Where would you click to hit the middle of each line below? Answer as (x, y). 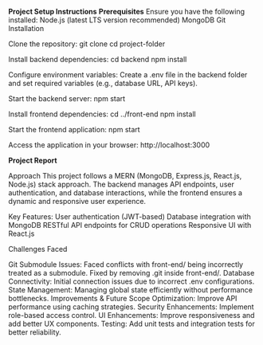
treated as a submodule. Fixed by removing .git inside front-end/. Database (131, 273)
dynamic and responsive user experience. (77, 201)
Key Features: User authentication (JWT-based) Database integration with (130, 217)
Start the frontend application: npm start (75, 129)
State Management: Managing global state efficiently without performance (131, 290)
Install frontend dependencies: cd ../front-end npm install (102, 114)
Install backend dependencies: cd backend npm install (98, 59)
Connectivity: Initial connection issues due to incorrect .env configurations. (131, 281)
